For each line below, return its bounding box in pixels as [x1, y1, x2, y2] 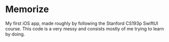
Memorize [5, 4, 49, 15]
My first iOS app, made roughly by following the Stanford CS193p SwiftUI [5, 20, 159, 26]
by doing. [5, 31, 25, 37]
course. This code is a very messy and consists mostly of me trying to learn [5, 25, 164, 31]
